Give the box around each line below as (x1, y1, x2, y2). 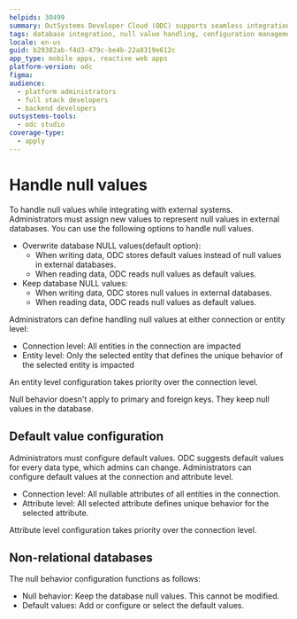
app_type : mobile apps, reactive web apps (9, 54, 168, 63)
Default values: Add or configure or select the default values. (21, 600, 245, 611)
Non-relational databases (9, 550, 153, 565)
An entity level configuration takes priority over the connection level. (9, 376, 258, 387)
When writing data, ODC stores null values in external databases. (34, 287, 272, 298)
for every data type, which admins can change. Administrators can (9, 462, 252, 473)
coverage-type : (9, 129, 65, 137)
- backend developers (17, 104, 97, 113)
